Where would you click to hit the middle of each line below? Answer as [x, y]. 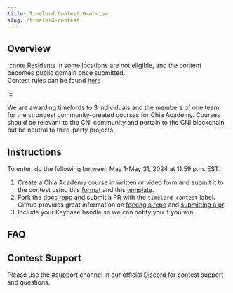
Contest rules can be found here [54, 81]
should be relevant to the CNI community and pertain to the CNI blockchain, [117, 123]
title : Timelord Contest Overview [58, 14]
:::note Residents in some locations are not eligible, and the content [105, 66]
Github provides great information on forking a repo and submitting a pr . [121, 205]
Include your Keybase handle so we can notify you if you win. [106, 212]
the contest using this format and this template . [86, 190]
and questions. [29, 282]
